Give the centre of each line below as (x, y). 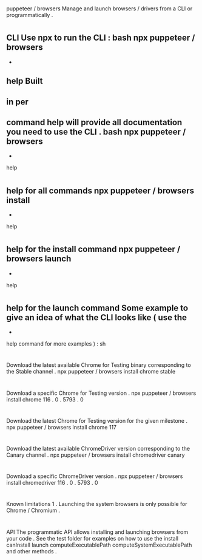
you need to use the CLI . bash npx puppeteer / (96, 131)
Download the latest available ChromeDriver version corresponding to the (98, 448)
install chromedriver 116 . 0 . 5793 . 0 (52, 483)
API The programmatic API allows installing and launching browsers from (97, 532)
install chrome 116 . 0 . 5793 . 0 (45, 399)
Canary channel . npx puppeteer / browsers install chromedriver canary (96, 455)
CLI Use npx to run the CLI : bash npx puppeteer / (101, 38)
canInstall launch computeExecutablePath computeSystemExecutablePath (99, 545)
